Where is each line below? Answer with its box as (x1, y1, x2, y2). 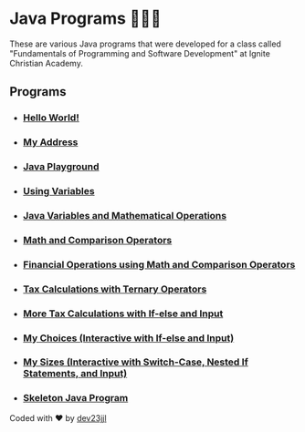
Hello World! (22, 111, 79, 124)
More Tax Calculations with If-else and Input (22, 307, 224, 320)
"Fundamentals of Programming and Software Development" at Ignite (9, 47, 271, 58)
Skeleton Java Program (22, 392, 129, 405)
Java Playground (22, 160, 100, 173)
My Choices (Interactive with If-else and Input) (22, 332, 235, 345)
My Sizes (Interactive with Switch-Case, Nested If (22, 355, 248, 368)
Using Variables (22, 185, 95, 198)
